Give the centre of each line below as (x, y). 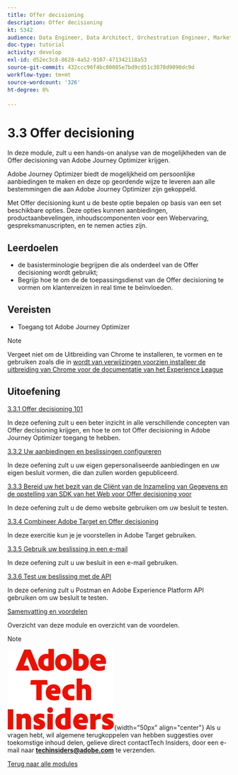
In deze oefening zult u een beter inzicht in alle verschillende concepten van (119, 423)
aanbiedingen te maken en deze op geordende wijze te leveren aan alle (111, 182)
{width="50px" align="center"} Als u (168, 727)
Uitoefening (34, 392)
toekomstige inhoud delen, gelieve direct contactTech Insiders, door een (113, 742)
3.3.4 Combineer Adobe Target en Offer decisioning (83, 521)
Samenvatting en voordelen (47, 611)
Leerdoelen (33, 248)
